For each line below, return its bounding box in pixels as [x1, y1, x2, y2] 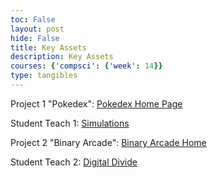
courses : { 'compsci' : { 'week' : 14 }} [10, 61, 163, 71]
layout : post [10, 24, 65, 34]
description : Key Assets [10, 52, 114, 62]
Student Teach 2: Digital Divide [10, 156, 138, 168]
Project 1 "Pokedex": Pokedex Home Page [10, 97, 183, 110]
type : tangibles [10, 71, 78, 81]
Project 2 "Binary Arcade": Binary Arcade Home [10, 136, 207, 148]
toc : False [10, 14, 56, 25]
